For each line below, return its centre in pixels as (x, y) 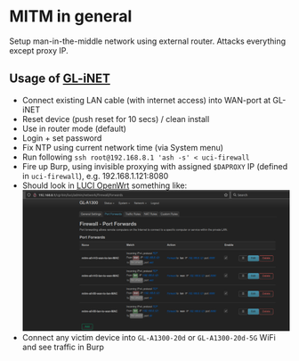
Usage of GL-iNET (60, 79)
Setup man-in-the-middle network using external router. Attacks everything (148, 41)
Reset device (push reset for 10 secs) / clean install (116, 119)
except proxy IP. (39, 50)
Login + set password (62, 138)
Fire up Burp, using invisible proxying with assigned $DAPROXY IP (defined (154, 166)
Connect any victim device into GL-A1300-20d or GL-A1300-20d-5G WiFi (149, 337)
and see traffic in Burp (63, 347)
